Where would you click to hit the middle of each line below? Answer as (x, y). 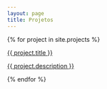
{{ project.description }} (41, 66)
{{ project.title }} (30, 53)
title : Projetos (30, 20)
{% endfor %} (27, 79)
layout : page (26, 13)
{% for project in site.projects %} (54, 39)
